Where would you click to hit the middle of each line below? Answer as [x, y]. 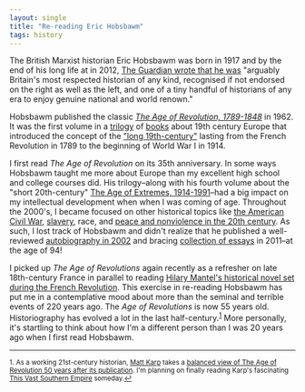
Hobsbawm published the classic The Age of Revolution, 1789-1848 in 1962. [152, 117]
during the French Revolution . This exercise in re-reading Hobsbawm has [146, 287]
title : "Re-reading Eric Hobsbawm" [77, 26]
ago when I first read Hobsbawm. [72, 337]
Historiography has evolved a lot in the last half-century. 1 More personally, [148, 317]
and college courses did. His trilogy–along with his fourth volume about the [150, 183]
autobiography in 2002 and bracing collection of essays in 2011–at [169, 241]
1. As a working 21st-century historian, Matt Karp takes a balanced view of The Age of [143, 363]
